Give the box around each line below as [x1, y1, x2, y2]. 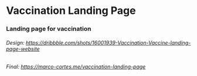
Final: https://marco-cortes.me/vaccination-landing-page [6, 63, 146, 70]
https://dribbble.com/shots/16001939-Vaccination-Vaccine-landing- [25, 39, 191, 46]
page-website [6, 45, 40, 52]
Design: [6, 39, 25, 46]
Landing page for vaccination [6, 25, 91, 33]
